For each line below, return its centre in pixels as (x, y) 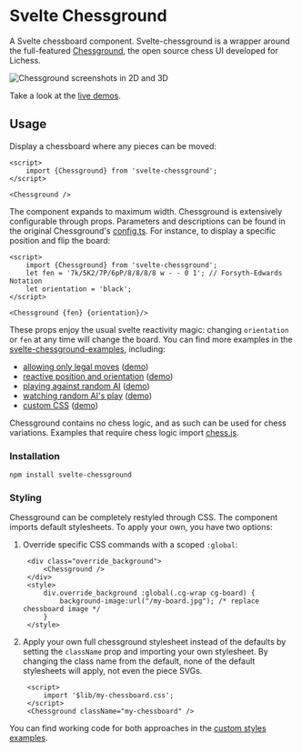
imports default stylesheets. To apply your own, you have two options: (141, 527)
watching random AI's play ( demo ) (87, 396)
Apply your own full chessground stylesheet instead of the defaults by (154, 642)
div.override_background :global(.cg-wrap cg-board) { (149, 593)
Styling (26, 497)
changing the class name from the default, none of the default (139, 661)
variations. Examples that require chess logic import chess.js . (124, 432)
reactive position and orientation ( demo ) (98, 376)
